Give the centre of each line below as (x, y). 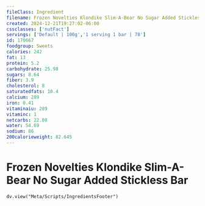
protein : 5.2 (23, 63)
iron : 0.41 (20, 103)
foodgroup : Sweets (30, 46)
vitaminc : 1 (21, 114)
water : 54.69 (23, 126)
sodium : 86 (20, 131)
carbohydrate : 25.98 (33, 69)
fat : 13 (16, 57)
